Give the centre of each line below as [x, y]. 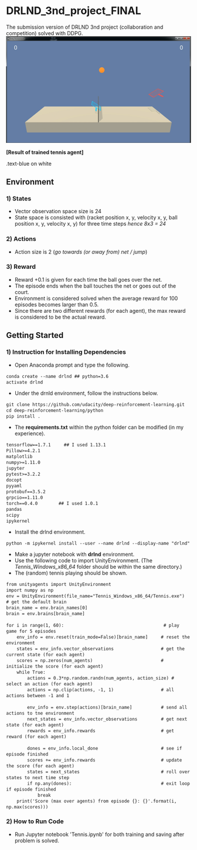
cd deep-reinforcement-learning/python [55, 410]
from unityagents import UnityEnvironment [59, 584]
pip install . [23, 416]
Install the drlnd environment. [50, 532]
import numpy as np [30, 590]
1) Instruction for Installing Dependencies [66, 352]
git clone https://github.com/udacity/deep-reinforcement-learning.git [95, 404]
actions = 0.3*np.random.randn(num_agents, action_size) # [101, 678]
